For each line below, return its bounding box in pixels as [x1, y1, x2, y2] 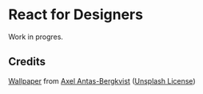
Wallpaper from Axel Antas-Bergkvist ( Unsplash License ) [8, 76, 196, 85]
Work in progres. [8, 32, 64, 41]
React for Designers [8, 6, 144, 24]
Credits [8, 55, 46, 69]
